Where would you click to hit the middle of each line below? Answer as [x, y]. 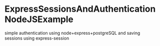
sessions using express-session [37, 38]
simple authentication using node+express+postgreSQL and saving [72, 33]
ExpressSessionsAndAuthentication [80, 9]
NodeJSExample [39, 19]
